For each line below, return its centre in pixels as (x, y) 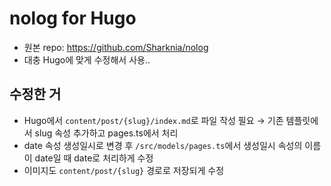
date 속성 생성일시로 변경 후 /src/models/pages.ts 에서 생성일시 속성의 (163, 145)
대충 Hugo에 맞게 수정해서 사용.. (87, 59)
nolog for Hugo (73, 18)
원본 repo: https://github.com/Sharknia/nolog (116, 47)
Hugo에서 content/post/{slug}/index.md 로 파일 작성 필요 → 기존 (153, 120)
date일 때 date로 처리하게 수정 (94, 158)
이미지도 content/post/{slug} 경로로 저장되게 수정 (124, 170)
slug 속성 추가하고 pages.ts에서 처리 (106, 133)
